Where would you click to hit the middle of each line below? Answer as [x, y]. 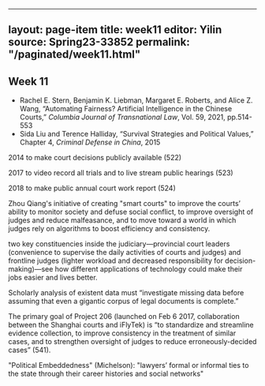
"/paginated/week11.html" [75, 55]
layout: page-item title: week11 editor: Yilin [115, 30]
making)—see [31, 269]
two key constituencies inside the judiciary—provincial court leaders [119, 244]
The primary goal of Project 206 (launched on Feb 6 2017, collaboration [124, 317]
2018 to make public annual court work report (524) [92, 188]
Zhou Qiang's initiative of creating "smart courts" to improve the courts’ [125, 204]
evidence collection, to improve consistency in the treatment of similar [122, 333]
